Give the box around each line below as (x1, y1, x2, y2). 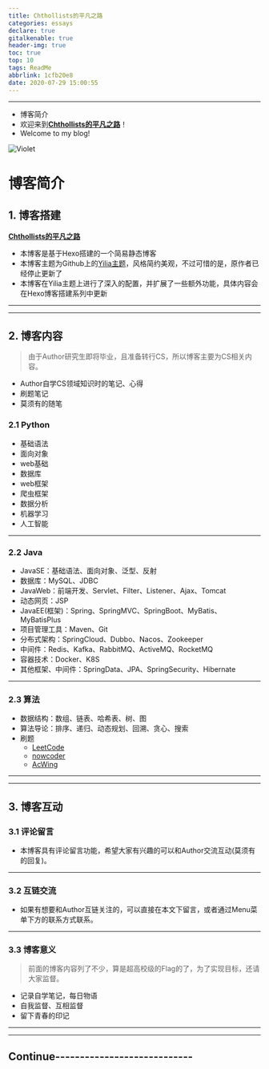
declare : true (8, 26, 56, 34)
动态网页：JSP (19, 596, 69, 605)
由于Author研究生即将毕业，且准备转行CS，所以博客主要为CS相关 (27, 352, 246, 361)
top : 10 (8, 57, 34, 65)
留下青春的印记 (19, 1011, 70, 1021)
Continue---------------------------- (8, 1050, 194, 1063)
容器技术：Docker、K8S (19, 654, 100, 664)
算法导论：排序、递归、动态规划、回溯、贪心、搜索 (19, 724, 189, 733)
